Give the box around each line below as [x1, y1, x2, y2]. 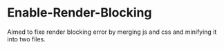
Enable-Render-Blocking [7, 5, 152, 21]
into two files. [7, 35, 46, 43]
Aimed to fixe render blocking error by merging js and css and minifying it [7, 28, 217, 36]
